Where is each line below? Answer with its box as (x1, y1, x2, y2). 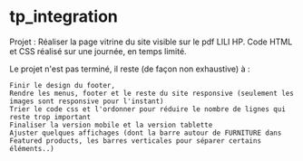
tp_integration (9, 6, 118, 27)
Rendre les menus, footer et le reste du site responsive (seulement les (9, 89, 295, 98)
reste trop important (9, 112, 92, 121)
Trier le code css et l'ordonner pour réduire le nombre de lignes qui (9, 104, 286, 114)
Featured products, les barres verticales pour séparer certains (9, 136, 261, 146)
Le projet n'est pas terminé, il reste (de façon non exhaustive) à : (9, 63, 250, 74)
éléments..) (9, 144, 54, 153)
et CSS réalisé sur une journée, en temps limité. (9, 45, 188, 56)
